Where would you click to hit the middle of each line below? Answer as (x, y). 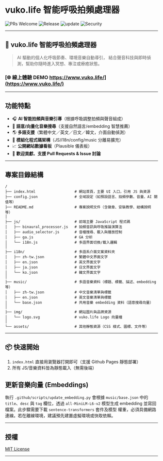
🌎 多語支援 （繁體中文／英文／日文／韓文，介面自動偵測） (70, 132)
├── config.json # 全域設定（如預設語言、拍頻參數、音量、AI (78, 197)
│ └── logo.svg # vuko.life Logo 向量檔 (64, 317)
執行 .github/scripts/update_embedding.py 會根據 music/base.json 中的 (77, 397)
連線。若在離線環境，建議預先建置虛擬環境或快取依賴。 (60, 416)
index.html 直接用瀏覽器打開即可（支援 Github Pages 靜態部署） (76, 362)
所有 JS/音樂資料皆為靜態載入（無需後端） (54, 368)
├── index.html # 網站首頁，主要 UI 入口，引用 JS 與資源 (78, 192)
